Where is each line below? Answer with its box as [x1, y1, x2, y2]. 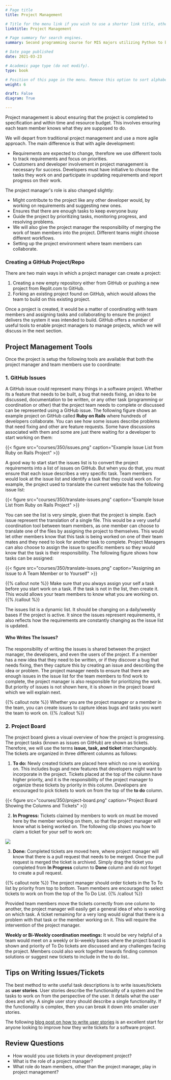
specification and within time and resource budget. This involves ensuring [5, 120, 160, 125]
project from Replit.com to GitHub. [12, 285, 85, 292]
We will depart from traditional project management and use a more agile [5, 135, 159, 141]
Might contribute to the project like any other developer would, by [12, 197, 150, 203]
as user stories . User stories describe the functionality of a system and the [5, 987, 163, 993]
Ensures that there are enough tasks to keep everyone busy [12, 208, 138, 214]
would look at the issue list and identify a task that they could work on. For [5, 476, 161, 482]
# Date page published [5, 49, 53, 55]
